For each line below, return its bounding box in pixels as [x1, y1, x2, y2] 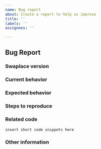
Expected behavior [5, 89, 52, 96]
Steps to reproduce [5, 103, 52, 110]
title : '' [5, 16, 26, 21]
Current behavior [5, 76, 48, 83]
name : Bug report [5, 7, 41, 12]
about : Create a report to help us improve [5, 12, 97, 17]
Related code [5, 116, 38, 123]
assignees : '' [5, 26, 35, 31]
